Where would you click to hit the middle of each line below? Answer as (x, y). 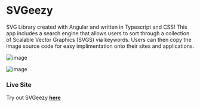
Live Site (19, 84)
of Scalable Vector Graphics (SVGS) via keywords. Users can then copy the (99, 39)
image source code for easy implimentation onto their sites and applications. (100, 46)
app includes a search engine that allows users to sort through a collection (98, 33)
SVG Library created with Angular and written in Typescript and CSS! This (97, 27)
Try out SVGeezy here (33, 98)
